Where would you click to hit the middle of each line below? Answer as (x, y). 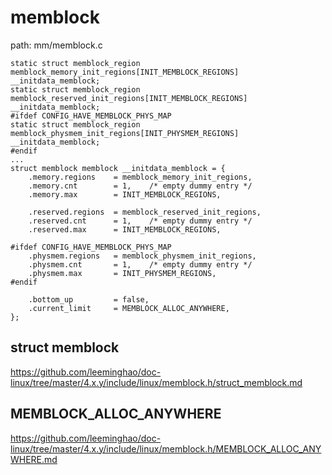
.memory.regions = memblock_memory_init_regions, (140, 177)
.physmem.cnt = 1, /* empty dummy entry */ (140, 264)
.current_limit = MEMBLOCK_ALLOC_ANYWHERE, (129, 308)
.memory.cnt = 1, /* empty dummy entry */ (140, 186)
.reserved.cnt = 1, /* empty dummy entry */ (140, 221)
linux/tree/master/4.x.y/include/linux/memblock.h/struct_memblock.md (156, 382)
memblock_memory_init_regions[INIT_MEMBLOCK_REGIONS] (125, 72)
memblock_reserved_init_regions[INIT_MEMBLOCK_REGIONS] (129, 98)
